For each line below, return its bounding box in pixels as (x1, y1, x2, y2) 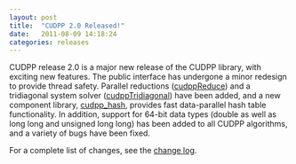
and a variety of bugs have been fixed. (9, 128, 151, 138)
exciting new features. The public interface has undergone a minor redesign (9, 72, 287, 82)
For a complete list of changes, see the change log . (9, 145, 197, 156)
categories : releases (9, 37, 90, 47)
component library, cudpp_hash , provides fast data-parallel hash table (9, 99, 267, 111)
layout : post (9, 12, 58, 22)
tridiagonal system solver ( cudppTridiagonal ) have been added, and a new (9, 90, 282, 101)
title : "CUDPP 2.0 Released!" (9, 21, 125, 30)
